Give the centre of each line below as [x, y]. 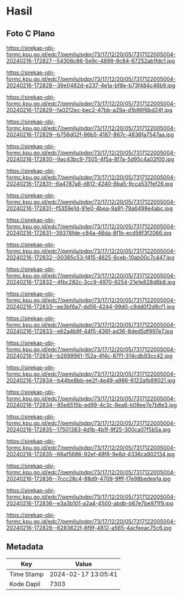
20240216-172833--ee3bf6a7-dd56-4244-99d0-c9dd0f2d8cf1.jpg [91, 306]
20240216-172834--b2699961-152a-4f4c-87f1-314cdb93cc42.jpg [89, 356]
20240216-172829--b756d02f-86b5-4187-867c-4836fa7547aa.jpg [90, 135]
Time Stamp [27, 574]
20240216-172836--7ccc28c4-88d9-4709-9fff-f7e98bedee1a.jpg [88, 479]
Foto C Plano [31, 34]
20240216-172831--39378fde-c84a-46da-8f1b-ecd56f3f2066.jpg [89, 233]
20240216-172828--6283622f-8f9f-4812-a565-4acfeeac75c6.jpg [89, 528]
